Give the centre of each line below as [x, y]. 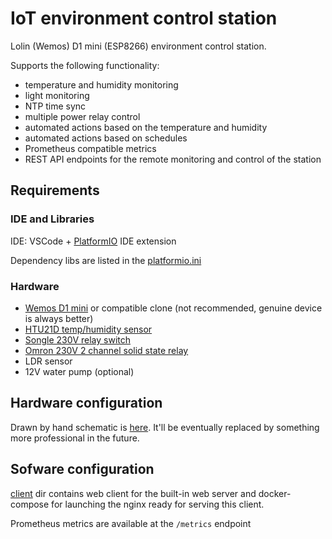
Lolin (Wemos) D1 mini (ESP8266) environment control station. [138, 46]
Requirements [55, 190]
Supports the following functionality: [85, 65]
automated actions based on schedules [106, 138]
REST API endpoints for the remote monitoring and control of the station [173, 159]
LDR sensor [48, 361]
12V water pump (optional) [79, 371]
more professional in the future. [75, 438]
